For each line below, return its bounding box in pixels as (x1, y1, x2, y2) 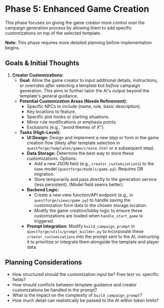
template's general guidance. (19, 93, 79, 99)
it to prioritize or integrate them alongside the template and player (26, 239, 160, 245)
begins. (5, 45, 21, 51)
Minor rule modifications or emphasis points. (26, 119, 117, 125)
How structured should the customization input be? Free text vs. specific (12, 271, 159, 277)
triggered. (34, 218, 54, 224)
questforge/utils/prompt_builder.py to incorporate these (26, 228, 144, 234)
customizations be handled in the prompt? (12, 287, 97, 293)
